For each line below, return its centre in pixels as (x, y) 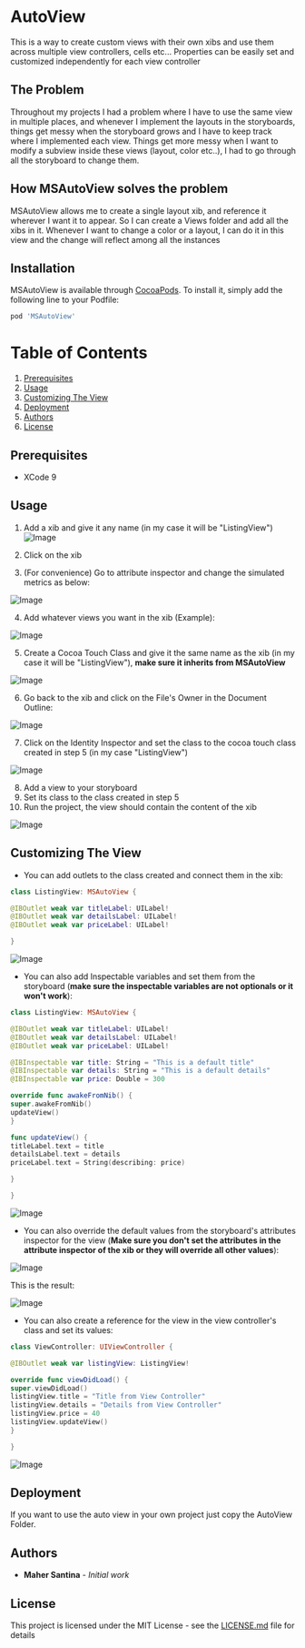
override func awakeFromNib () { (71, 1096)
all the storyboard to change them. (75, 160)
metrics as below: (56, 582)
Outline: (38, 707)
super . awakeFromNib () (51, 1104)
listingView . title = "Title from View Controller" (108, 1397)
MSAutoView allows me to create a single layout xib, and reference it (138, 210)
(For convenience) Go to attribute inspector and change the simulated (154, 572)
